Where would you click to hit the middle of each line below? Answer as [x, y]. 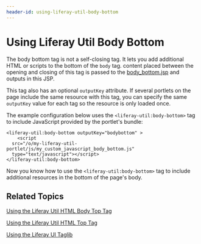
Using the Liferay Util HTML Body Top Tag [59, 211]
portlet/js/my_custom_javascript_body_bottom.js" [71, 149]
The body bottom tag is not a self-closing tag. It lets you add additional [95, 59]
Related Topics [35, 196]
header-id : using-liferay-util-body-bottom [62, 12]
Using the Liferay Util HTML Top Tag [52, 223]
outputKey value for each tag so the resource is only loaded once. [89, 103]
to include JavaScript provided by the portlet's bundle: [75, 121]
